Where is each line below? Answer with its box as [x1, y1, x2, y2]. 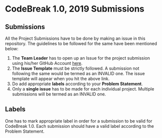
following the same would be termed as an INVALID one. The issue [12, 71, 145, 76]
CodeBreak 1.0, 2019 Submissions [5, 3, 145, 15]
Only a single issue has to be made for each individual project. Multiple [12, 86, 155, 92]
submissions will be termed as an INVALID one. [12, 91, 106, 97]
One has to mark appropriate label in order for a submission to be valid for [5, 118, 152, 124]
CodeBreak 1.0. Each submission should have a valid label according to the [5, 123, 154, 129]
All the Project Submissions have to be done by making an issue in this [5, 35, 146, 41]
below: [5, 46, 18, 51]
